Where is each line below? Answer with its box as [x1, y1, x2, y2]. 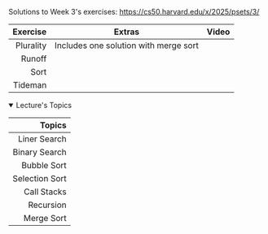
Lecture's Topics [15, 101, 72, 110]
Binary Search [12, 146, 67, 158]
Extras [113, 26, 140, 37]
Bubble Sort [21, 160, 67, 171]
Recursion [28, 199, 67, 210]
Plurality [15, 40, 47, 51]
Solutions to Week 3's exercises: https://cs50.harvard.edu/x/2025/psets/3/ [8, 7, 260, 16]
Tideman [12, 80, 47, 90]
